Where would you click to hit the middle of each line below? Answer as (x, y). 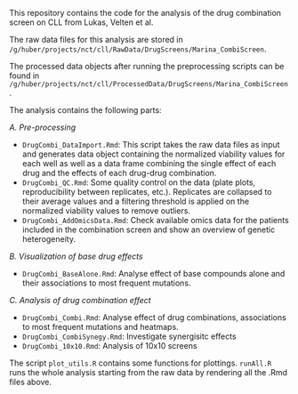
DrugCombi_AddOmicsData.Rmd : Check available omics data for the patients (155, 220)
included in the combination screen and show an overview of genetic (149, 229)
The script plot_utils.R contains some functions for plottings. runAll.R (141, 363)
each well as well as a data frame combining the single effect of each (149, 163)
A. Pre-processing (43, 127)
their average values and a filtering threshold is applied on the (136, 201)
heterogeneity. (48, 239)
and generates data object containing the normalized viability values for (153, 154)
